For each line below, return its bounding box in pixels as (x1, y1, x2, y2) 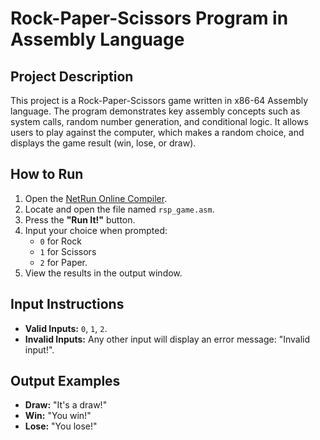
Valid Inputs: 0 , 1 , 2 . (24, 322, 108, 334)
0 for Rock (39, 235, 82, 247)
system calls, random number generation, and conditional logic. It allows (10, 116, 309, 127)
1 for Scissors (39, 245, 97, 257)
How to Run (10, 166, 84, 183)
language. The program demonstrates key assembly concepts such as (10, 105, 301, 117)
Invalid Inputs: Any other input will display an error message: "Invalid (24, 333, 311, 345)
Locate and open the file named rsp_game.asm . (24, 203, 215, 215)
